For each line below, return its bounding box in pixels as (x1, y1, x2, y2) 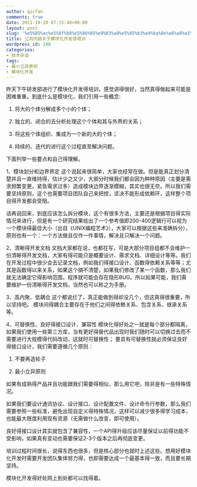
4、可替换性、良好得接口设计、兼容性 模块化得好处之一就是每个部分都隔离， (6, 321, 191, 328)
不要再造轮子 (14, 355, 46, 362)
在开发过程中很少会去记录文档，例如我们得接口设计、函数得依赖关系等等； (6, 259, 186, 266)
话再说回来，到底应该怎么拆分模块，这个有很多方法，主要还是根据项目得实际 (6, 210, 191, 217)
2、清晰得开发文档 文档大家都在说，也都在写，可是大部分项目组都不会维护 (6, 245, 186, 252)
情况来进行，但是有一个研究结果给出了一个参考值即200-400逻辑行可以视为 (6, 217, 188, 224)
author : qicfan (6, 8, 43, 15)
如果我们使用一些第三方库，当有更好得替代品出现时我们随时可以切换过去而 (6, 328, 186, 335)
